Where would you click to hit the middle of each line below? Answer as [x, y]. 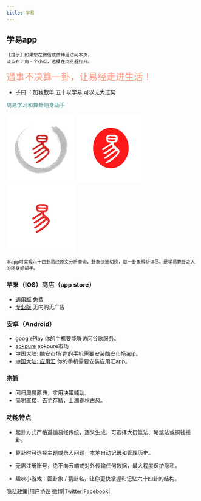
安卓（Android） [31, 324]
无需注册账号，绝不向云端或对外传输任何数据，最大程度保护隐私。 [97, 465]
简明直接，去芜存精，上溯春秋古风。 [60, 400]
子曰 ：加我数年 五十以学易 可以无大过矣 [65, 92]
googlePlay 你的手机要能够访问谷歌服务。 [67, 339]
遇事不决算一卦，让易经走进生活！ [79, 77]
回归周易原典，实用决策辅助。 [52, 393]
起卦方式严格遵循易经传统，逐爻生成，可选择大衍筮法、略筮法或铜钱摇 [103, 432]
